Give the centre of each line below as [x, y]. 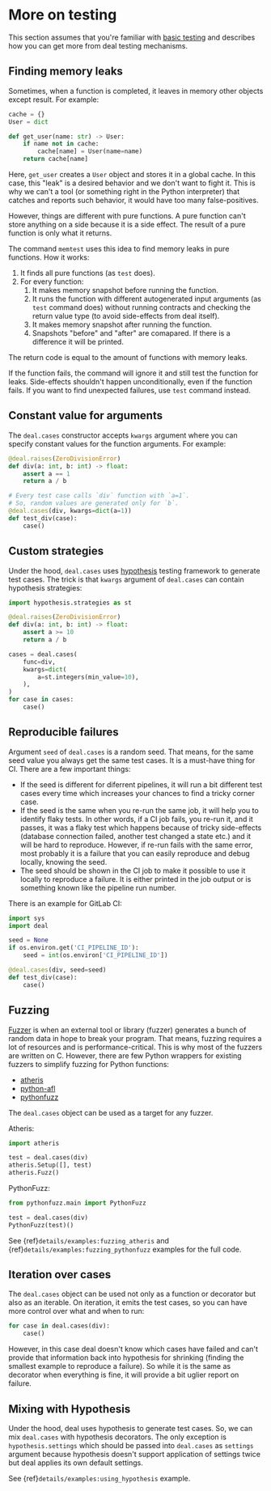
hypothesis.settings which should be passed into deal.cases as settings [131, 1445]
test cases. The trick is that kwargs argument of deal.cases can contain [126, 579]
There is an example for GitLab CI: [66, 903]
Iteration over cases [60, 1275]
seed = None [28, 940]
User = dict [28, 122]
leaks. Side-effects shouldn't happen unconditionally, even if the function [131, 381]
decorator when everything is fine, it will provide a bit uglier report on [124, 1375]
